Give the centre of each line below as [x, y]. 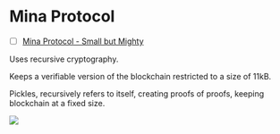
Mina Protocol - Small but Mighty [83, 41]
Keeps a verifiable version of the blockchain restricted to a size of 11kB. [140, 76]
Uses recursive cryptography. [64, 59]
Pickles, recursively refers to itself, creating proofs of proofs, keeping [137, 94]
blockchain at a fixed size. [57, 103]
